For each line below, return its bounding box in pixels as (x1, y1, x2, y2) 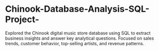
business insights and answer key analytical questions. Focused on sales (5, 35, 155, 41)
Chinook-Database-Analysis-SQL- (5, 3, 150, 15)
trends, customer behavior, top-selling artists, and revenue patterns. (5, 40, 145, 46)
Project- (5, 14, 40, 25)
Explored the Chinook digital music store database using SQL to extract (5, 30, 151, 36)
